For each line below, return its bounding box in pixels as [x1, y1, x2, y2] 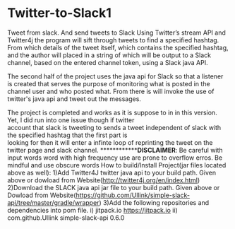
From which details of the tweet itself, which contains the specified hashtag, [7, 43, 229, 52]
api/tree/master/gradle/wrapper [7, 198, 100, 206]
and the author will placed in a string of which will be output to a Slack [7, 51, 212, 59]
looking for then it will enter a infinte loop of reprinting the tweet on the [7, 138, 213, 146]
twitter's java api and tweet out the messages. [7, 94, 141, 103]
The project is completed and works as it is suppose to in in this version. [7, 108, 217, 117]
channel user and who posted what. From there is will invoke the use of [7, 87, 215, 95]
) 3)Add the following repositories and [98, 198, 210, 206]
